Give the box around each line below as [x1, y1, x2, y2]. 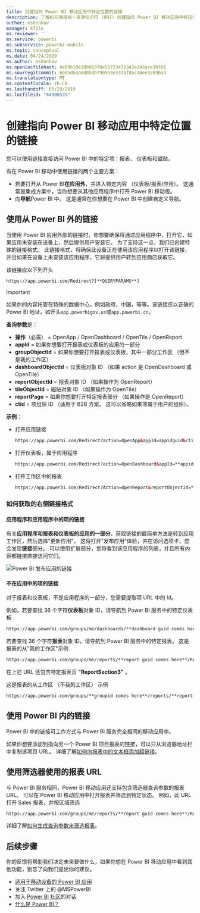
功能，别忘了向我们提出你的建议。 [11, 865, 95, 873]
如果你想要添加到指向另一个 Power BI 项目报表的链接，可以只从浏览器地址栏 [6, 740, 193, 748]
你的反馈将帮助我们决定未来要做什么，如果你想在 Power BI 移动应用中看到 [6, 858, 187, 865]
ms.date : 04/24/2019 [6, 53, 58, 59]
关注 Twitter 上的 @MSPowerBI [14, 886, 91, 893]
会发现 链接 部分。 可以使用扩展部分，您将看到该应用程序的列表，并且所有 [6, 545, 185, 552]
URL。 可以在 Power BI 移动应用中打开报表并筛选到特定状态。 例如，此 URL [6, 791, 192, 798]
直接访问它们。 [26, 552, 64, 559]
